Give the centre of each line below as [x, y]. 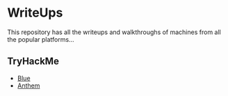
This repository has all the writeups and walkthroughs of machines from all [114, 32]
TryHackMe [33, 62]
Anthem [28, 86]
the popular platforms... [41, 39]
